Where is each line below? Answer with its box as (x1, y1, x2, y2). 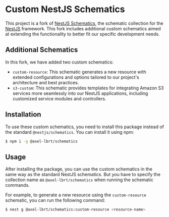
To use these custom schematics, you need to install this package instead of (5, 124, 164, 130)
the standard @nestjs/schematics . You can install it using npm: (5, 129, 135, 135)
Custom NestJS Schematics (5, 4, 125, 15)
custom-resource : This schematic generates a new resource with (12, 69, 146, 75)
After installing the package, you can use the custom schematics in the (5, 166, 153, 172)
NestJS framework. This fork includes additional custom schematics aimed (5, 25, 161, 31)
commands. (5, 182, 30, 188)
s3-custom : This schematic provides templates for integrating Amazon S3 (12, 85, 164, 91)
